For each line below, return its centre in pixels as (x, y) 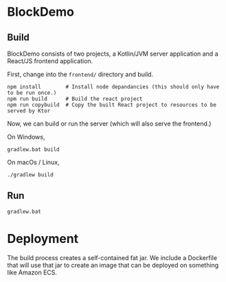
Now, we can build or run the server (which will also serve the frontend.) (109, 124)
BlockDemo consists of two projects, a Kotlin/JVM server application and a (113, 54)
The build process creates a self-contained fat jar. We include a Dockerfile (112, 257)
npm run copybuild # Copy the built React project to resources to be (112, 105)
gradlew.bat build (33, 150)
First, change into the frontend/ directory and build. (80, 74)
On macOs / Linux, (33, 162)
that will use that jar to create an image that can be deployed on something (113, 265)
